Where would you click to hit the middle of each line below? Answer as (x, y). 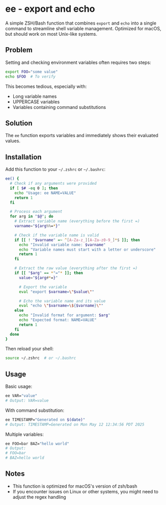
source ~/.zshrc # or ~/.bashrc (41, 358)
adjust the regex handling (39, 497)
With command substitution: (35, 410)
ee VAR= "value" (21, 396)
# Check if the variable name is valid (57, 235)
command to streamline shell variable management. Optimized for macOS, (83, 28)
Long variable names (35, 96)
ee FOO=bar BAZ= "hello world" (37, 444)
